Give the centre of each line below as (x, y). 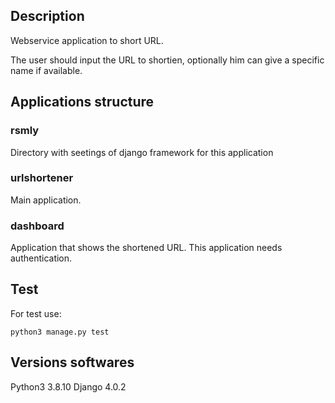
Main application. (46, 200)
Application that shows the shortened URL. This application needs (146, 248)
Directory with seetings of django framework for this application (142, 152)
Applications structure (82, 102)
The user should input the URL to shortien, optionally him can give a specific (167, 60)
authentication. (41, 258)
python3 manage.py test (60, 332)
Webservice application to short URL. (87, 40)
